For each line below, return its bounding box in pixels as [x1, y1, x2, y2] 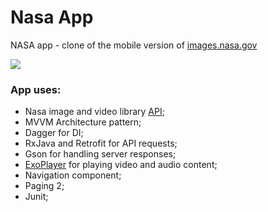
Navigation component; [24, 169, 122, 181]
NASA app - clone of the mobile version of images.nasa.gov [10, 39, 258, 51]
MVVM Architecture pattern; [24, 116, 142, 128]
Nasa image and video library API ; [24, 106, 165, 118]
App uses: [10, 82, 62, 96]
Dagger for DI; [24, 127, 84, 139]
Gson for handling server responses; [24, 148, 177, 160]
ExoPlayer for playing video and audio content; [24, 159, 218, 171]
